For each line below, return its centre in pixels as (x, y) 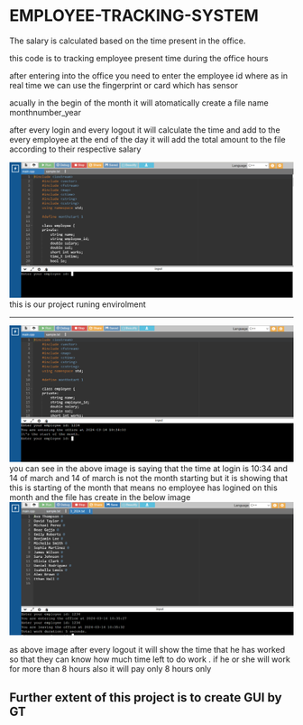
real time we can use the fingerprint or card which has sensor (124, 85)
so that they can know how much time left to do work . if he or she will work (150, 659)
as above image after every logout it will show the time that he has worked (147, 650)
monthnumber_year (45, 112)
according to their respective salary (75, 149)
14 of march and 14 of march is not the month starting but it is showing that (149, 478)
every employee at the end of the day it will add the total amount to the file (147, 139)
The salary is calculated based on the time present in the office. (128, 41)
